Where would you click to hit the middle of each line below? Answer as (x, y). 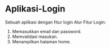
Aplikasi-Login (35, 9)
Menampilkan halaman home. (41, 41)
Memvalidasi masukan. (35, 37)
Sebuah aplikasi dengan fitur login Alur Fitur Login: (55, 22)
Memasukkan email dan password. (47, 31)
